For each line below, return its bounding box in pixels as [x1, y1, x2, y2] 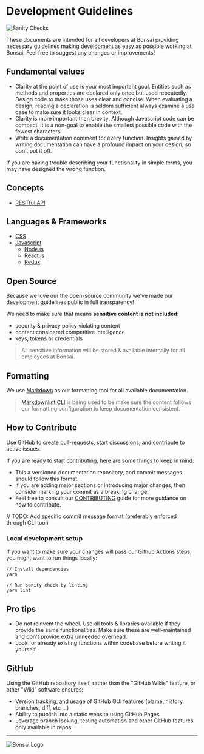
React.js [24, 252, 44, 259]
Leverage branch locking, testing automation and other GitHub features [15, 717, 194, 724]
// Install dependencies [6, 566, 69, 573]
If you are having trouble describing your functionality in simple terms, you [6, 159, 192, 166]
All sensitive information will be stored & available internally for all [21, 347, 185, 354]
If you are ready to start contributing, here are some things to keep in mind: [6, 457, 194, 464]
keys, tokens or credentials [15, 335, 83, 342]
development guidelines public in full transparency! [6, 298, 135, 306]
